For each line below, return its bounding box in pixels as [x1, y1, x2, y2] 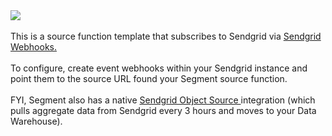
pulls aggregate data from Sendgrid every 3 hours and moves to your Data [10, 105, 317, 116]
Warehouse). [10, 115, 63, 127]
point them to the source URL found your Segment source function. [10, 73, 288, 84]
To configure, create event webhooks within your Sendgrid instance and [10, 62, 308, 74]
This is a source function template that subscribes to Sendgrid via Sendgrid [10, 30, 322, 42]
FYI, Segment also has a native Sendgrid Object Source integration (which [10, 94, 316, 106]
